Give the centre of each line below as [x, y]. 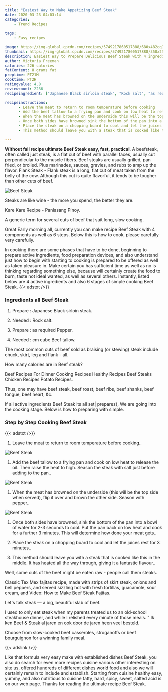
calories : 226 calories [30, 66]
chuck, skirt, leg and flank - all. [37, 355]
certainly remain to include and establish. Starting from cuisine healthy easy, [84, 673]
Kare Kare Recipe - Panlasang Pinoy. [43, 210]
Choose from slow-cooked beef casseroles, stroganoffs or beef [71, 633]
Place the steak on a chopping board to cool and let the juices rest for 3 [86, 543]
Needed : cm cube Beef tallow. [44, 339]
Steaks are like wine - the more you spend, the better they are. [69, 200]
